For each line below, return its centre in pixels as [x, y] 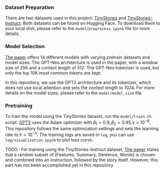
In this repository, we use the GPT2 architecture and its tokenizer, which [78, 82]
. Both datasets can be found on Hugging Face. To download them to [90, 23]
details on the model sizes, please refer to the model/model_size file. [74, 93]
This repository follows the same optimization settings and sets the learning [82, 129]
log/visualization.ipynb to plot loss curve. [49, 140]
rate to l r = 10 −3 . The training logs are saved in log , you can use [70, 134]
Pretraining [19, 106]
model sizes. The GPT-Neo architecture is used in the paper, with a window [82, 62]
